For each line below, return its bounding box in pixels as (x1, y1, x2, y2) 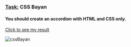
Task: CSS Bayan (5, 3, 47, 10)
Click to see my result (5, 27, 50, 33)
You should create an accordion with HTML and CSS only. (5, 16, 127, 22)
